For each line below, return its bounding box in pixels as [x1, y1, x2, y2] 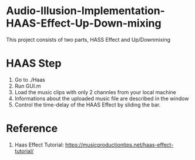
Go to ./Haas [14, 76, 45, 83]
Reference [6, 122, 58, 135]
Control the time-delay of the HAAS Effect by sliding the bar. [14, 101, 161, 108]
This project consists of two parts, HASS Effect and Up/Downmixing [6, 36, 171, 43]
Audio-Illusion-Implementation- [6, 4, 166, 18]
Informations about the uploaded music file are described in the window [14, 95, 189, 102]
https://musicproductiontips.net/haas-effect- [65, 141, 174, 148]
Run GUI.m [14, 82, 41, 89]
